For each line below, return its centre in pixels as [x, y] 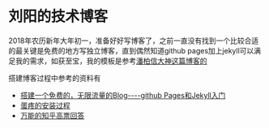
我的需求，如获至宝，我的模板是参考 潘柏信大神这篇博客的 [111, 61]
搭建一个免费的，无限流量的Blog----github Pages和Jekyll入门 [123, 95]
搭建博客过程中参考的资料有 [55, 78]
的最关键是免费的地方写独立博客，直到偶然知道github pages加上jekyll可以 [131, 50]
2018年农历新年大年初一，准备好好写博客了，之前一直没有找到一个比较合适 [134, 41]
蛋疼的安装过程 [45, 105]
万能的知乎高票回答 [52, 115]
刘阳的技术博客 [58, 17]
